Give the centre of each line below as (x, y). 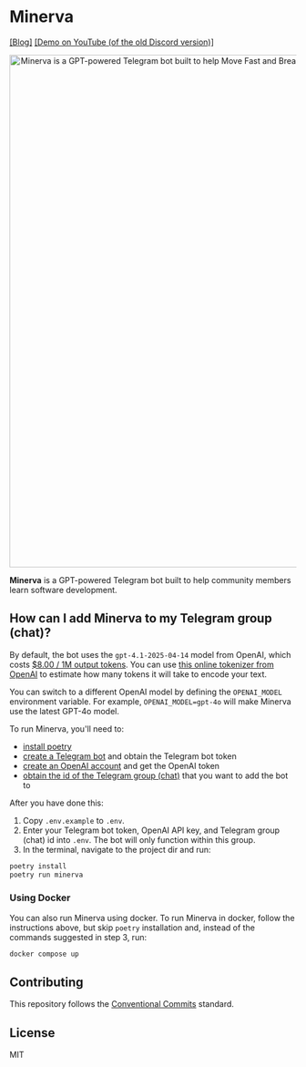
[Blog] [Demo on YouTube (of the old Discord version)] (112, 42)
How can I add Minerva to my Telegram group (141, 618)
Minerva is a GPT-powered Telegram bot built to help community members (150, 580)
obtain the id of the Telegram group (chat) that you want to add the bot (155, 775)
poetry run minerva (46, 875)
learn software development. (63, 590)
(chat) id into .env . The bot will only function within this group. (139, 839)
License (32, 1033)
